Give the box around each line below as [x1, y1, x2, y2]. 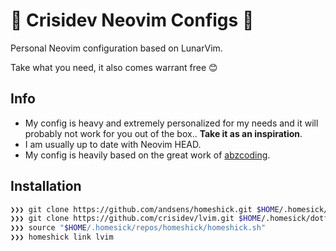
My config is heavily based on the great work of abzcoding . [24, 149, 271, 161]
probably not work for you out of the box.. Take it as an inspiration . [24, 127, 303, 139]
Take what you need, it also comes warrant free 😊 [10, 61, 218, 73]
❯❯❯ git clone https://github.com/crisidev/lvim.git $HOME [10, 214, 262, 224]
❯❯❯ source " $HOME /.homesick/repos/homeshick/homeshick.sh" [10, 223, 267, 233]
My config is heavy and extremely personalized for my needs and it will [24, 117, 319, 129]
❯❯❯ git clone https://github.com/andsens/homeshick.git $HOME [10, 204, 280, 214]
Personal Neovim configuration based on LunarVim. [10, 42, 223, 54]
